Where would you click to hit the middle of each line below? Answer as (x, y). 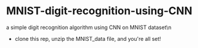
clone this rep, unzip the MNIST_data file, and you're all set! (88, 39)
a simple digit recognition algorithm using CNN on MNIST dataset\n (89, 27)
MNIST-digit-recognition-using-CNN (99, 11)
